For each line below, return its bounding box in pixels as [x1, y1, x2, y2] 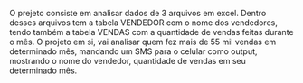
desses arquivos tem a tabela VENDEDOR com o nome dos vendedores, [9, 17, 278, 28]
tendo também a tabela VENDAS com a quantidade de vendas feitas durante [9, 27, 294, 37]
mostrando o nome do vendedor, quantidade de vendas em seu [9, 56, 247, 66]
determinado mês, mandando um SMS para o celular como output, [9, 46, 258, 57]
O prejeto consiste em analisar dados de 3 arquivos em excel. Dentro [9, 8, 267, 18]
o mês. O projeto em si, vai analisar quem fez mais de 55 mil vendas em [9, 36, 277, 47]
